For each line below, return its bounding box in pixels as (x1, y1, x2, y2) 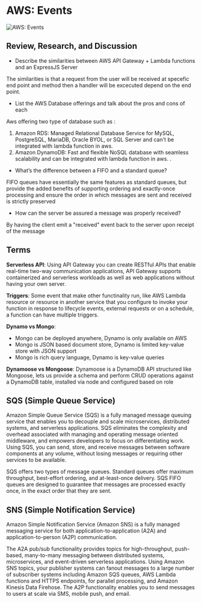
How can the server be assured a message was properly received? (14, 209, 182, 216)
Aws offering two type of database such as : (6, 118, 116, 125)
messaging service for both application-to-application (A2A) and (6, 527, 167, 534)
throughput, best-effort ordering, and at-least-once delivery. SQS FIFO (6, 475, 182, 482)
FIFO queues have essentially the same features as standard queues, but (6, 178, 187, 186)
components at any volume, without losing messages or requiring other (6, 450, 183, 457)
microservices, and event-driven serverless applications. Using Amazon (6, 558, 185, 566)
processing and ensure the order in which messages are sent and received (6, 191, 192, 198)
